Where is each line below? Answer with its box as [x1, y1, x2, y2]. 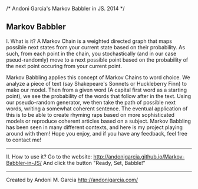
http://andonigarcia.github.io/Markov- [93, 153, 185, 160]
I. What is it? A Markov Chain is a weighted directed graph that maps [6, 38, 173, 45]
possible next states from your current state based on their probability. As [6, 43, 186, 50]
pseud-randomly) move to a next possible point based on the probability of [6, 56, 189, 63]
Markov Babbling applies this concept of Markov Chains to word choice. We [6, 73, 190, 81]
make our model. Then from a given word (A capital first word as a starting [6, 86, 187, 93]
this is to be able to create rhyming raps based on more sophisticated [6, 111, 175, 118]
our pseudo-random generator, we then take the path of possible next [6, 99, 176, 106]
